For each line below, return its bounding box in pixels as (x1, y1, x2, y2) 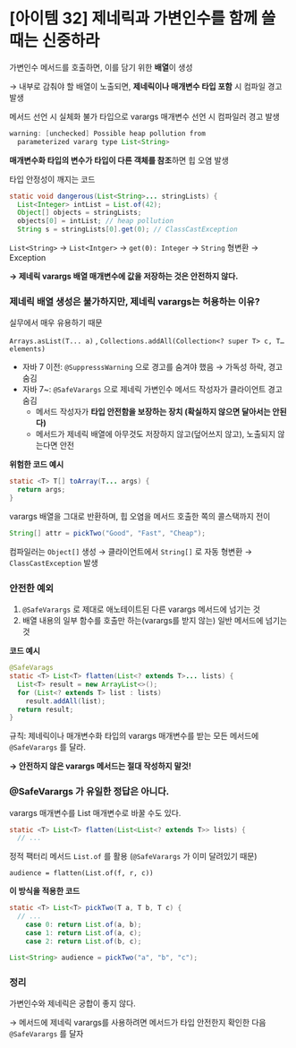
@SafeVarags (9, 664, 54, 673)
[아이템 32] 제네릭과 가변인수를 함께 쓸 (9, 8, 276, 29)
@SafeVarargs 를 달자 (9, 1027, 84, 1039)
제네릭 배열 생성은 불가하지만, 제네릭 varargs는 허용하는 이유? (9, 295, 261, 307)
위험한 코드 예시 (9, 459, 64, 470)
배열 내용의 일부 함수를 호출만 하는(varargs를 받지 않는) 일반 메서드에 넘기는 (21, 615, 288, 626)
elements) (9, 345, 47, 354)
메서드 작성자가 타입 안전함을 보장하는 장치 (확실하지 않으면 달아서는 (35, 407, 271, 417)
